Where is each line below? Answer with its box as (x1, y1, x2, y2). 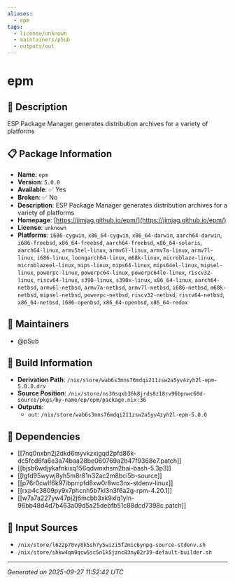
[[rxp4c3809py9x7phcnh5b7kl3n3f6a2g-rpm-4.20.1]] (17, 487, 173, 495)
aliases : (7, 10, 33, 18)
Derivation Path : (17, 376, 66, 384)
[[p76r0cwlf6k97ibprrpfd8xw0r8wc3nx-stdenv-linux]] (17, 479, 173, 487)
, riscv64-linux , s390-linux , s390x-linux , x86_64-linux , (33, 275, 194, 284)
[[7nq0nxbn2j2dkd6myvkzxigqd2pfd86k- (17, 449, 136, 458)
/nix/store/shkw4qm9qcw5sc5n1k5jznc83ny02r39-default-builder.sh (17, 549, 212, 556)
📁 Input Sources (7, 522, 78, 534)
